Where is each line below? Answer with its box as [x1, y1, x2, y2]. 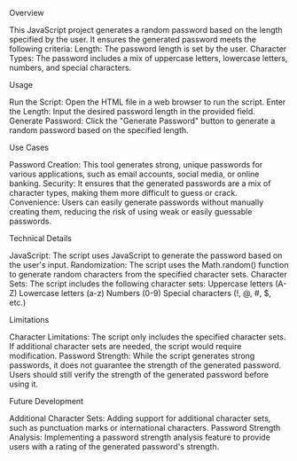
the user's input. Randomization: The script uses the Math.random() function [9, 260, 289, 270]
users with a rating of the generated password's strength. [9, 441, 220, 451]
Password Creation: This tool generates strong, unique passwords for [9, 160, 263, 169]
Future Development [9, 396, 84, 406]
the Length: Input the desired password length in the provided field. [9, 106, 255, 116]
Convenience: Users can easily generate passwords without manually [9, 197, 264, 207]
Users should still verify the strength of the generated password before [9, 370, 269, 379]
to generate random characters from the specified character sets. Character [9, 270, 288, 279]
